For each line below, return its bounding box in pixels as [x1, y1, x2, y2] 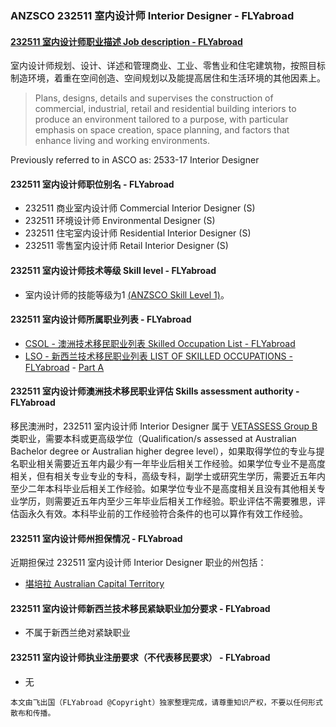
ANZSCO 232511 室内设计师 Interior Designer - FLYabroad [10, 8, 295, 22]
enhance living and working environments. [34, 135, 210, 147]
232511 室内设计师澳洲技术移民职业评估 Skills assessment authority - [10, 385, 300, 397]
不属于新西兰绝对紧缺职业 [24, 627, 131, 639]
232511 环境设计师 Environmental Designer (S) [24, 215, 216, 227]
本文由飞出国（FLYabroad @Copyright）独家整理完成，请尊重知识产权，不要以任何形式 [10, 697, 323, 707]
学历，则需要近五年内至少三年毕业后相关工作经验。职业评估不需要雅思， [18, 495, 317, 507]
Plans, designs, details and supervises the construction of [34, 92, 274, 104]
